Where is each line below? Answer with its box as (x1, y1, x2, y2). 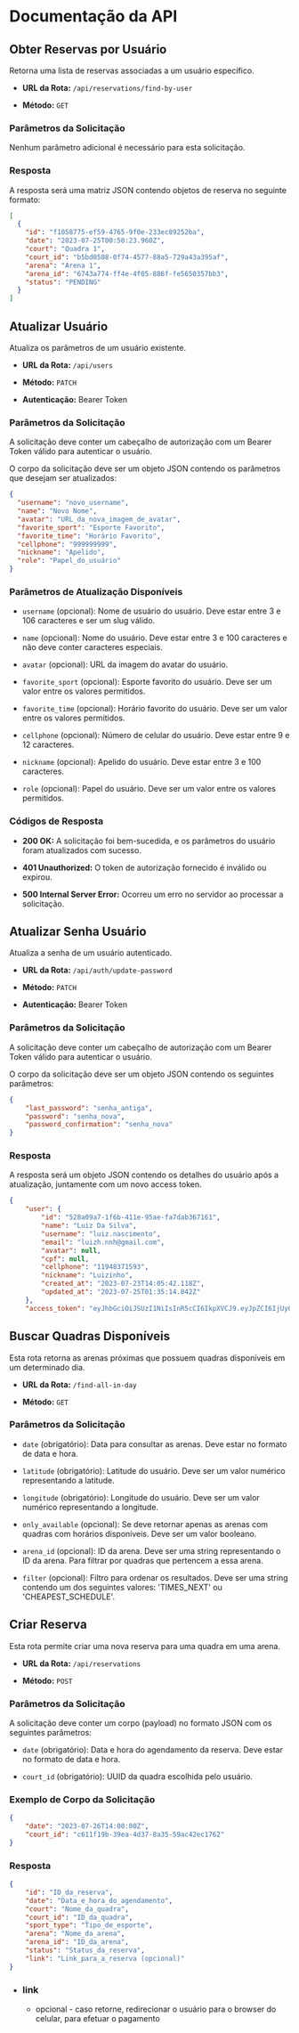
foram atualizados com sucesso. (21, 844, 142, 856)
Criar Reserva (9, 1617, 87, 1632)
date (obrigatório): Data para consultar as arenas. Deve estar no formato (21, 1438, 287, 1449)
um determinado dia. (9, 1362, 85, 1372)
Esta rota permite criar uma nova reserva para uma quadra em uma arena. (9, 1640, 280, 1651)
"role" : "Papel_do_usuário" (17, 557, 122, 565)
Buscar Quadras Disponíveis (9, 1329, 171, 1344)
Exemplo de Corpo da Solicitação (9, 1793, 156, 1805)
